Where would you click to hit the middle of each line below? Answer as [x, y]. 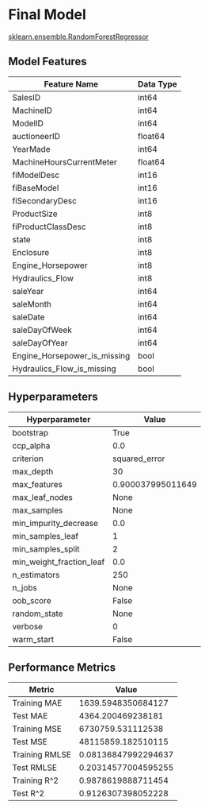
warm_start [33, 639]
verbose [28, 626]
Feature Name [71, 83]
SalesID [27, 97]
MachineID [32, 110]
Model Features [47, 62]
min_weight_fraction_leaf [59, 562]
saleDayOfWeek [42, 330]
